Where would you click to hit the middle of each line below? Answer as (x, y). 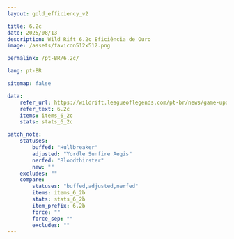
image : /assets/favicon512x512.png (59, 46)
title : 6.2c (24, 26)
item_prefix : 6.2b (59, 206)
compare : (32, 180)
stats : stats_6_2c (46, 122)
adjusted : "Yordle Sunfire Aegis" (82, 154)
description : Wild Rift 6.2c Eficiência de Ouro (79, 39)
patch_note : (24, 134)
